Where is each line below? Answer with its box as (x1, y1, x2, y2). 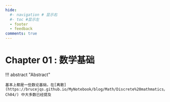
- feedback (10, 26, 33, 31)
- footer (10, 21, 28, 27)
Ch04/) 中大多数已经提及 (5, 92, 52, 97)
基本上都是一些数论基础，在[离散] (5, 82, 67, 87)
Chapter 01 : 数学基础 (5, 54, 95, 66)
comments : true (5, 31, 37, 36)
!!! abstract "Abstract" (5, 72, 51, 78)
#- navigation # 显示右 (10, 12, 58, 17)
